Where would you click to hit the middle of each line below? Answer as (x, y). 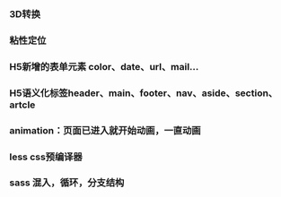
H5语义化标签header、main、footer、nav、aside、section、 (144, 93)
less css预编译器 (46, 157)
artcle (22, 105)
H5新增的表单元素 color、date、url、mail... (104, 66)
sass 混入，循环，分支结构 (67, 183)
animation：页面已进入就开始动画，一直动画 (105, 130)
